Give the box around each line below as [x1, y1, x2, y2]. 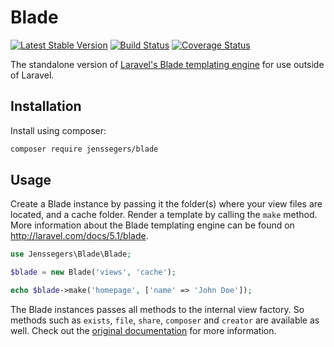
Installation [10, 98, 82, 115]
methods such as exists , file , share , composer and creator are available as [10, 314, 320, 326]
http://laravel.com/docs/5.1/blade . [10, 230, 149, 242]
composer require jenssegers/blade [10, 144, 159, 154]
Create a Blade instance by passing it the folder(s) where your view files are [10, 198, 323, 210]
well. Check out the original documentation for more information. [10, 325, 277, 337]
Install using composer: [10, 124, 107, 136]
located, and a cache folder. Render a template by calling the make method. [10, 209, 318, 221]
